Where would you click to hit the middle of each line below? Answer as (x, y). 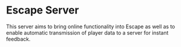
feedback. (18, 39)
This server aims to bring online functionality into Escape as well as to (90, 26)
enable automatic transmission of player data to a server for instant (87, 32)
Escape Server (43, 10)
